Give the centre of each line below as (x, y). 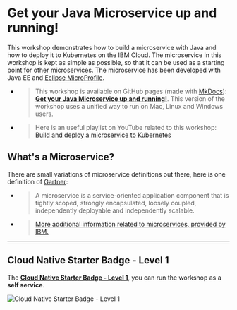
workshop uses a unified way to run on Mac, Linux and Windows (129, 106)
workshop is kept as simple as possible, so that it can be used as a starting (116, 62)
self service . (26, 285)
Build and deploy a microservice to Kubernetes (103, 135)
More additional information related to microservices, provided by (130, 224)
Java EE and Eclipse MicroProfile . (56, 77)
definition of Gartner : (38, 181)
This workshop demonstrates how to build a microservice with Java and (112, 47)
